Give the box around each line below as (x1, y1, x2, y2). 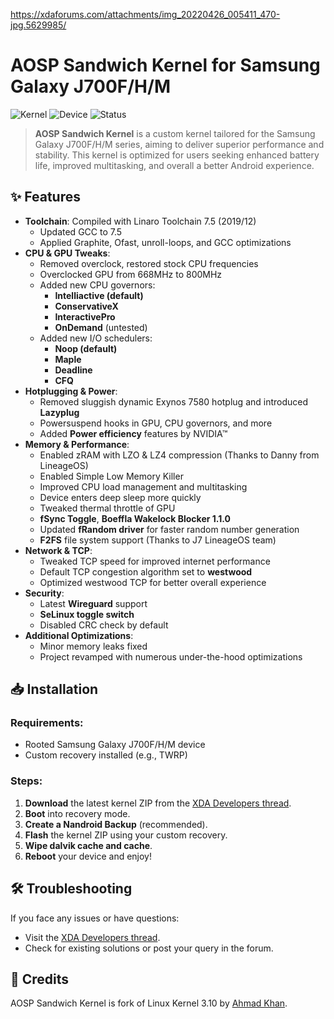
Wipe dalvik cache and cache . (24, 839, 153, 851)
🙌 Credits (10, 970, 70, 988)
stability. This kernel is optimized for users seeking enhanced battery (34, 149, 320, 161)
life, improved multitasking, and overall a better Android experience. (34, 159, 315, 171)
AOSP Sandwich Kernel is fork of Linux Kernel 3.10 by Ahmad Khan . (10, 997, 288, 1009)
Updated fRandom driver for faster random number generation (39, 523, 300, 535)
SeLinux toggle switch (39, 608, 135, 620)
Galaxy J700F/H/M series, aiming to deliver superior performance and (34, 138, 325, 150)
